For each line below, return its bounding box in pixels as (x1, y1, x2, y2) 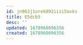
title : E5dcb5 (6, 14, 41, 20)
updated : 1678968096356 (6, 25, 65, 31)
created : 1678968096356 (6, 30, 65, 36)
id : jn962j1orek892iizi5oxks (6, 8, 78, 15)
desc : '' (6, 19, 28, 25)
